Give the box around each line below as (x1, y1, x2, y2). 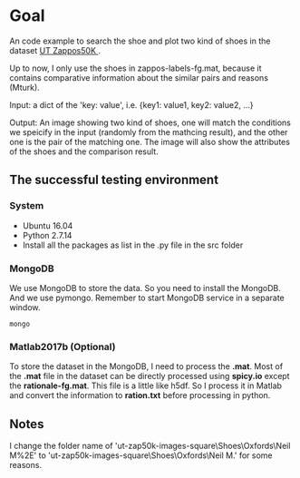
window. (9, 301, 41, 313)
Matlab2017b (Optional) (9, 340, 116, 353)
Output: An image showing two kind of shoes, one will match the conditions (9, 117, 292, 128)
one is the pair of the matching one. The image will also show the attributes (9, 136, 290, 147)
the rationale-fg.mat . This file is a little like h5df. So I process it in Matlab (9, 380, 283, 391)
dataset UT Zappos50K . (9, 44, 102, 55)
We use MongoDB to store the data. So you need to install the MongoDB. (9, 282, 281, 293)
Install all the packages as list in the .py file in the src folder (22, 239, 244, 250)
